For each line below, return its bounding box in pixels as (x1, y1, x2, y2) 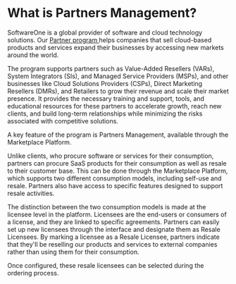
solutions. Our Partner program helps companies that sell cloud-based (7, 35, 212, 44)
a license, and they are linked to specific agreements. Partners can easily (7, 217, 220, 226)
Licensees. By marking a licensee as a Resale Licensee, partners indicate (7, 233, 220, 241)
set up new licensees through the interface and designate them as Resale (7, 225, 221, 233)
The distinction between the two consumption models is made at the (7, 202, 206, 211)
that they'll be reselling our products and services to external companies (7, 240, 218, 248)
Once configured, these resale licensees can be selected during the (7, 261, 204, 269)
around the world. (7, 51, 59, 59)
